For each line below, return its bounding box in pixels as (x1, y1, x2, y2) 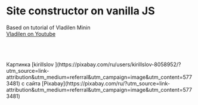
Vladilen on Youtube (6, 30, 55, 37)
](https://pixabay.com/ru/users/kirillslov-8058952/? (54, 61, 181, 68)
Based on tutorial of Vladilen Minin (6, 24, 91, 31)
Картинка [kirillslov (6, 61, 54, 68)
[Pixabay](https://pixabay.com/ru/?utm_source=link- (41, 79, 171, 87)
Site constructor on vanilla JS (6, 4, 155, 18)
